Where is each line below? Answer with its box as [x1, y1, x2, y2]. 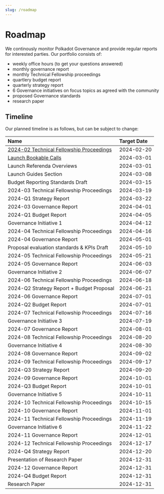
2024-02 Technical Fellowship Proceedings [7, 146, 112, 153]
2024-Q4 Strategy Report [7, 448, 70, 455]
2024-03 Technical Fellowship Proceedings [7, 187, 112, 194]
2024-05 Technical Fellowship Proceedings [7, 252, 112, 259]
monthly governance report [12, 66, 69, 72]
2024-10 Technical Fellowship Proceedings [7, 399, 112, 406]
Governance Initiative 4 [7, 342, 62, 349]
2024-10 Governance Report [7, 407, 78, 414]
